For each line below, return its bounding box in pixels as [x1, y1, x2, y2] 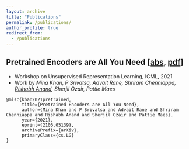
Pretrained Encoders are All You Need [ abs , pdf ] [6, 57, 184, 67]
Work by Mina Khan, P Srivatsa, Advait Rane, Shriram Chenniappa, [14, 79, 177, 86]
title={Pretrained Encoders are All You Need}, [21, 102, 140, 108]
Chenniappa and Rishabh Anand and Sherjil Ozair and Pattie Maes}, [6, 112, 174, 117]
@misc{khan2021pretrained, [6, 96, 72, 102]
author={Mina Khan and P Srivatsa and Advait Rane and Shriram [21, 106, 179, 113]
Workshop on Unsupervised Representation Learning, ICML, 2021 [14, 72, 173, 79]
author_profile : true [6, 25, 59, 31]
